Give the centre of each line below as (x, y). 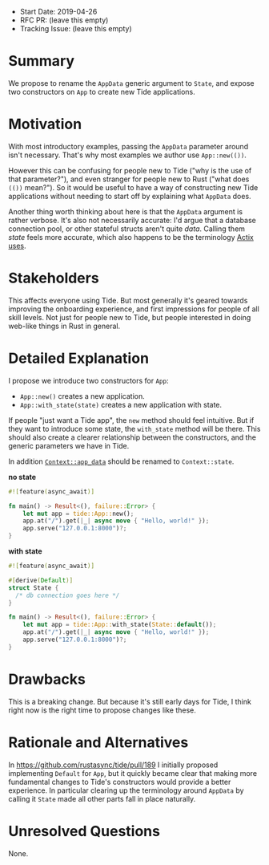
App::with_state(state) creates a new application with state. (121, 404)
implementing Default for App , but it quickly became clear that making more (133, 773)
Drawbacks (47, 679)
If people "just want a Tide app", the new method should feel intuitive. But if (131, 420)
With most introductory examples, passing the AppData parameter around (128, 146)
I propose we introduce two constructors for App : (88, 380)
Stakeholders (54, 278)
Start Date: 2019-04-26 (58, 12)
